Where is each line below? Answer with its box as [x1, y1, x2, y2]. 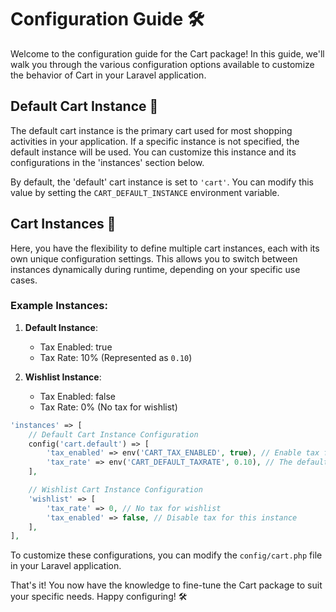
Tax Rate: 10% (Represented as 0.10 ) [39, 351, 193, 363]
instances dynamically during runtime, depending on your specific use [10, 263, 301, 275]
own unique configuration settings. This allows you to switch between [10, 252, 298, 265]
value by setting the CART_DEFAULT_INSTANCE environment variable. [10, 186, 280, 198]
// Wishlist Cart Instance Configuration [28, 485, 203, 495]
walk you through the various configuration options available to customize [10, 58, 315, 70]
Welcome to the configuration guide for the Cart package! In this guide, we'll [10, 47, 325, 60]
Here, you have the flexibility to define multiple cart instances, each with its [10, 242, 320, 254]
